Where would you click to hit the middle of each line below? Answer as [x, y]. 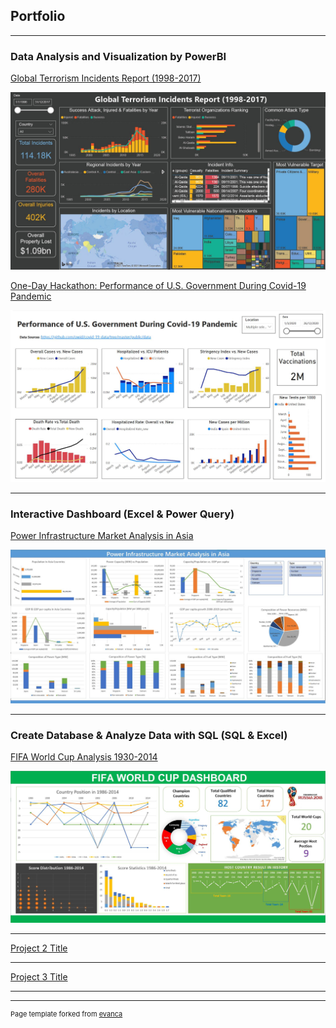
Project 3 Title [39, 977]
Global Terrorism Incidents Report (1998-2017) [106, 78]
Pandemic [31, 296]
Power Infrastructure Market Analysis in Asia [102, 536]
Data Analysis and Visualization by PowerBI [118, 56]
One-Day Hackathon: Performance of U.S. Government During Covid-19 [158, 285]
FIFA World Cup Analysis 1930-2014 [84, 757]
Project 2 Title [39, 948]
